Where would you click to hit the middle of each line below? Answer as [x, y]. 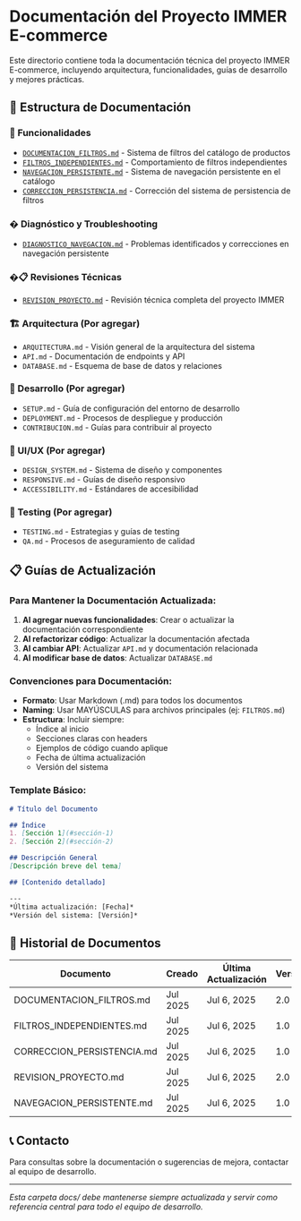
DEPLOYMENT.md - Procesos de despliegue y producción [122, 417]
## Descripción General [54, 858]
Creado [182, 974]
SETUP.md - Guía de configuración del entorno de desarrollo [131, 408]
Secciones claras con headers [91, 739]
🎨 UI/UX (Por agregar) [57, 450]
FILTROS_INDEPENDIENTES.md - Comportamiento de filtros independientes [155, 162]
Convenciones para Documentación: [91, 681]
